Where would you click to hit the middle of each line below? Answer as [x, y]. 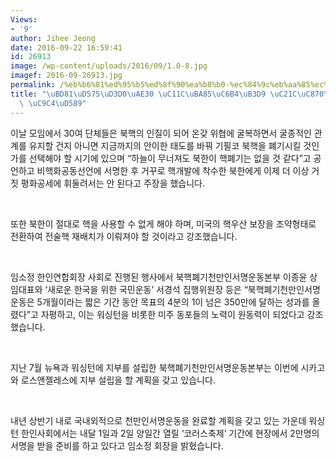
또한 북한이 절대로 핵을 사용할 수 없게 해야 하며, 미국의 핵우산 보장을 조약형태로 [163, 223]
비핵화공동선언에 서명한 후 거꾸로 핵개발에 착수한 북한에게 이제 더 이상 [173, 170]
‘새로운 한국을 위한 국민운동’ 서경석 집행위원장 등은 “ [146, 289]
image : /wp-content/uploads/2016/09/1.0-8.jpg [109, 66]
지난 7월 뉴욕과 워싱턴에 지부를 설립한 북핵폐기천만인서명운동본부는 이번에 [154, 367]
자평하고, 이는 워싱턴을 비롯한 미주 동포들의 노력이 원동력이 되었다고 [172, 314]
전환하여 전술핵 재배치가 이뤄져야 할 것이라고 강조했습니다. [124, 236]
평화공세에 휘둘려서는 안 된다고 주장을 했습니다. [113, 183]
